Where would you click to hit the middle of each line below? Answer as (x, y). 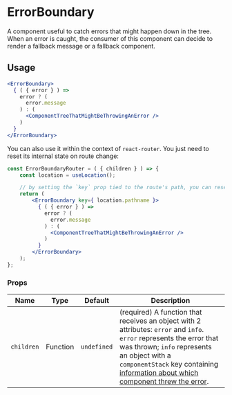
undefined (97, 347)
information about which (159, 373)
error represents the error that (169, 338)
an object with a (145, 355)
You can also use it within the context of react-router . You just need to (108, 148)
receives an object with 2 (161, 321)
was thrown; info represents (166, 347)
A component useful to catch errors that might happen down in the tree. (109, 31)
